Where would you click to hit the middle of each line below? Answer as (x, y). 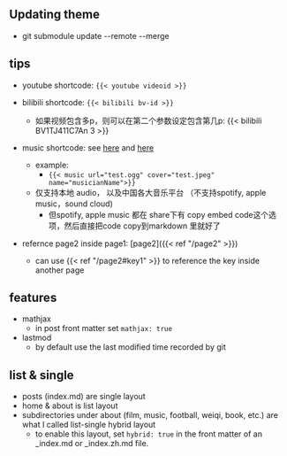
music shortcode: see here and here (88, 147)
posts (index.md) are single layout (83, 397)
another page (60, 270)
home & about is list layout (70, 406)
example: (52, 165)
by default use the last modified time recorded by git (131, 347)
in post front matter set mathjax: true (104, 328)
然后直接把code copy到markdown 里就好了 (142, 226)
